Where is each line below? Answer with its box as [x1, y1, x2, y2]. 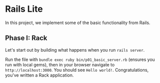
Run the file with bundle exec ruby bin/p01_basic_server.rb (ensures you [5, 56, 155, 62]
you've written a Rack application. [5, 72, 74, 78]
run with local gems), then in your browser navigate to [5, 61, 115, 67]
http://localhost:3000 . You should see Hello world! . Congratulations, [5, 67, 149, 73]
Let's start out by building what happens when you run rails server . [5, 47, 145, 53]
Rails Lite [5, 3, 43, 15]
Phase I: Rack [5, 34, 48, 42]
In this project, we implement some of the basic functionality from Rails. [5, 20, 151, 26]
